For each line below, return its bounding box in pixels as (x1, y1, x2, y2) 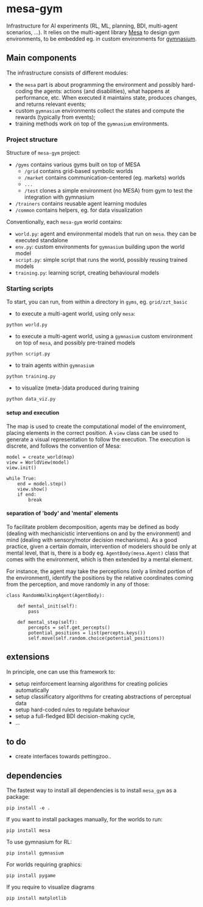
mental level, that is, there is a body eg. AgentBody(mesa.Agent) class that (6, 549, 190, 557)
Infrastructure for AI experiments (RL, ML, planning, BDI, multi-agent (6, 22, 178, 29)
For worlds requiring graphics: (6, 861, 82, 868)
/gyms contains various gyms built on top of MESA (15, 161, 141, 168)
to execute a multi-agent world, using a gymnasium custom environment (15, 333, 193, 340)
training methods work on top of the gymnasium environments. (15, 120, 169, 127)
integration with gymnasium (24, 193, 94, 201)
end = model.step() (17, 481, 67, 487)
